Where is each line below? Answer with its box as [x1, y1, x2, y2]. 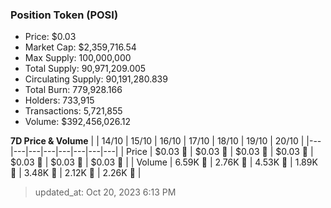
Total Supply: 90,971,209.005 [24, 63, 147, 75]
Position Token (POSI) [10, 8, 119, 22]
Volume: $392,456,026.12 [24, 116, 131, 128]
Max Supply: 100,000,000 [24, 52, 132, 64]
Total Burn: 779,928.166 [24, 84, 123, 96]
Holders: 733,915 [24, 94, 95, 107]
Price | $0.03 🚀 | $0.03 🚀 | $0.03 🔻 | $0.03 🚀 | [126, 146, 314, 158]
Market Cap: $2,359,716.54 [24, 41, 137, 53]
